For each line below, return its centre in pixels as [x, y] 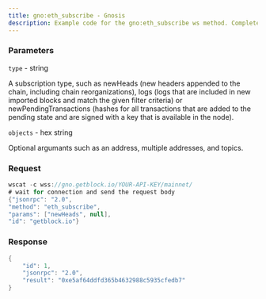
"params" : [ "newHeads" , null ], [60, 214]
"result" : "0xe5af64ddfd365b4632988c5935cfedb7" [104, 281]
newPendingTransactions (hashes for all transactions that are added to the [130, 109]
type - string [28, 67]
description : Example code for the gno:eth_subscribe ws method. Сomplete [134, 23]
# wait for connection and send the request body [92, 192]
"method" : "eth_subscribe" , [55, 207]
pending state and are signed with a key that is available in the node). [121, 117]
